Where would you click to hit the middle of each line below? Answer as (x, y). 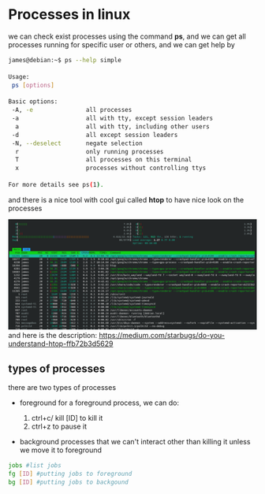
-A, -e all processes (72, 110)
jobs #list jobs (35, 466)
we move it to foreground (61, 450)
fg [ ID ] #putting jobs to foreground (70, 474)
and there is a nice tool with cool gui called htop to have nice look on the (126, 199)
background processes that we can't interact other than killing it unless (135, 442)
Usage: (19, 76)
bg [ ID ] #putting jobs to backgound (68, 482)
